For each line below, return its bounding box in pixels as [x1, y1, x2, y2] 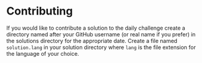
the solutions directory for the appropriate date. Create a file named [6, 37, 178, 44]
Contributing [6, 4, 73, 18]
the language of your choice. [6, 50, 80, 57]
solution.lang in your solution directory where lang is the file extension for [6, 44, 196, 51]
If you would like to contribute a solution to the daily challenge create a [6, 24, 185, 31]
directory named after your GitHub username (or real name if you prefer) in [6, 30, 196, 38]
